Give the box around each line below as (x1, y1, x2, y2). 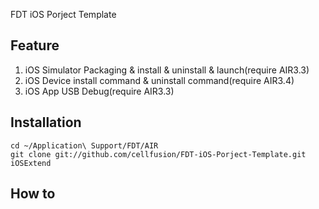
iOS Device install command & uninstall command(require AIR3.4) (24, 74, 295, 86)
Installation (10, 114, 82, 131)
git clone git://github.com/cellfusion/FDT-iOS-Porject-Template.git (10, 149, 307, 159)
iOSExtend (10, 158, 52, 168)
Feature (10, 37, 60, 54)
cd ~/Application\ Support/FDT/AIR (10, 140, 159, 151)
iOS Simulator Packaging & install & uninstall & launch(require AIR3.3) (24, 64, 310, 76)
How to (10, 185, 56, 203)
